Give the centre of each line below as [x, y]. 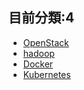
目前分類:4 [41, 18]
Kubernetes [46, 74]
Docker [38, 64]
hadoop [38, 53]
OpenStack [46, 42]
